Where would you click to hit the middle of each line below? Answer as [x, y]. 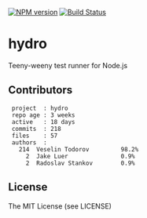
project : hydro [40, 108]
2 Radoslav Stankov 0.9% [80, 163]
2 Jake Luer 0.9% [80, 156]
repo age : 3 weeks [44, 115]
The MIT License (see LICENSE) [60, 206]
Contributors [40, 90]
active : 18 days [44, 122]
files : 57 [35, 136]
